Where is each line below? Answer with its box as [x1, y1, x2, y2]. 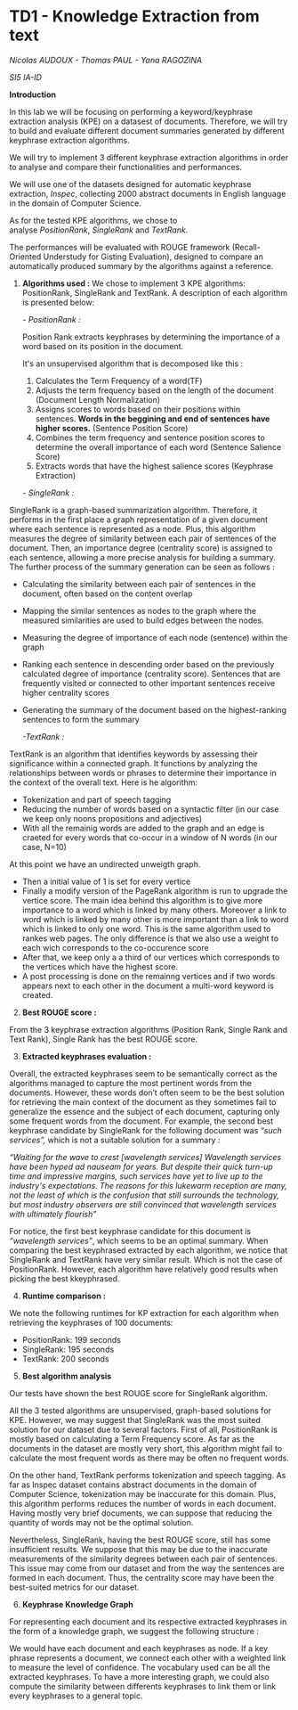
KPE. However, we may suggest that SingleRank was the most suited [9, 1414, 261, 1425]
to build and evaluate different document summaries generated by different [9, 125, 285, 135]
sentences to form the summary [21, 714, 140, 724]
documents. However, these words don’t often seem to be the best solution [9, 1087, 285, 1098]
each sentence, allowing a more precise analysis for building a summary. [9, 552, 276, 562]
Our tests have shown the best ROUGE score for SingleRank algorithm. [9, 1387, 269, 1398]
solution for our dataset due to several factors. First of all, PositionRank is [9, 1424, 278, 1435]
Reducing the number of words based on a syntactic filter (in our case [21, 804, 279, 814]
